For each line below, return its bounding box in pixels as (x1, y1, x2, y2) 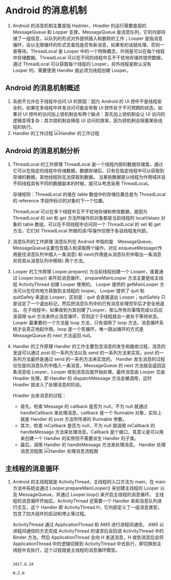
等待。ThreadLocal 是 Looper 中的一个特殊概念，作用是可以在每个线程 (17, 48, 165, 54)
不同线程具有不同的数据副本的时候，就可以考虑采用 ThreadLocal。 (12, 180, 152, 187)
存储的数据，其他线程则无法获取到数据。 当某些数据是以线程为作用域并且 (12, 174, 166, 180)
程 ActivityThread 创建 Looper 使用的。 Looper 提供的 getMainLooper (12, 281, 159, 287)
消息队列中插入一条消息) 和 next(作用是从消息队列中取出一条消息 (26, 251, 162, 257)
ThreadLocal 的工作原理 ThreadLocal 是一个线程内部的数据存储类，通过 (12, 161, 163, 167)
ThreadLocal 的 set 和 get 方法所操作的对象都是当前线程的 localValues (12, 215, 160, 221)
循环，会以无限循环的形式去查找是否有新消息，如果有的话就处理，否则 (12, 41, 160, 48)
